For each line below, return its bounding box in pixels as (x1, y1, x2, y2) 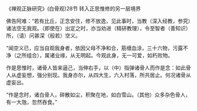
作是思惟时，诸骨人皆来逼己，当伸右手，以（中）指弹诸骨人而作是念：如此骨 (6, 64, 191, 71)
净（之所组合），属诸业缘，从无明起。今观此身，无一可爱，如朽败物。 (6, 52, 173, 58)
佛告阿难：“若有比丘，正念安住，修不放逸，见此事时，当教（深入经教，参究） (6, 18, 191, 25)
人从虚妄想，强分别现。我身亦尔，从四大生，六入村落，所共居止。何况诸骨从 (6, 72, 191, 78)
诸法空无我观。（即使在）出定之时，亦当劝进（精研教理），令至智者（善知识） (6, 25, 191, 32)
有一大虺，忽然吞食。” (6, 99, 57, 105)
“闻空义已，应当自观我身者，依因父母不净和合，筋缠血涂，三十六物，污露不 (6, 44, 189, 51)
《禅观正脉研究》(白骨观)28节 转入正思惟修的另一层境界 (6, 5, 141, 12)
